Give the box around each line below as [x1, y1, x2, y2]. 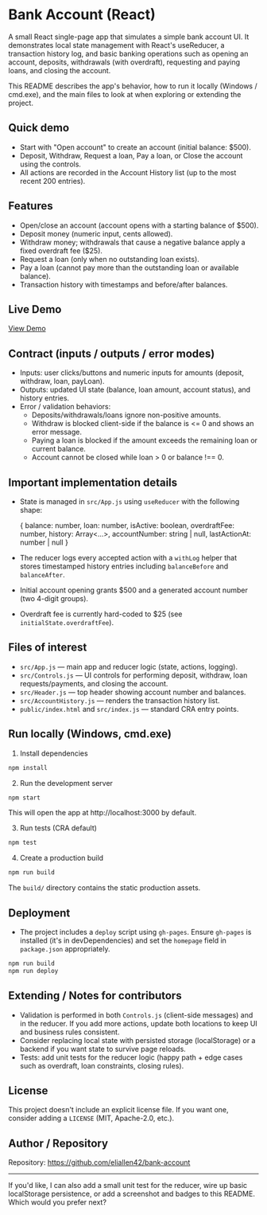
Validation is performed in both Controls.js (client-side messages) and [19, 1010, 253, 1020]
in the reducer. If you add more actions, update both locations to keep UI [19, 1018, 258, 1028]
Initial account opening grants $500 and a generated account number [19, 585, 248, 595]
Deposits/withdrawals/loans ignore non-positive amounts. [31, 410, 221, 420]
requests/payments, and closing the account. [19, 678, 168, 688]
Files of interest [8, 641, 87, 654]
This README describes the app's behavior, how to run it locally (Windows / [8, 81, 257, 91]
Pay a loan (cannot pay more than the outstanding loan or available [19, 263, 239, 272]
